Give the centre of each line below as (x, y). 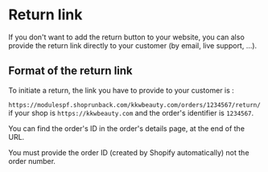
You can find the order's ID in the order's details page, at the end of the (127, 128)
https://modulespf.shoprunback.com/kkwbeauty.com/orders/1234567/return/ (135, 105)
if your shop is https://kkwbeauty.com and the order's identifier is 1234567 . (131, 113)
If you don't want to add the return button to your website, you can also (127, 37)
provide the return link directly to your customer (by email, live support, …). (133, 45)
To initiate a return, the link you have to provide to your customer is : (122, 90)
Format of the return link (70, 71)
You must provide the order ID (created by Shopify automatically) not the (129, 152)
